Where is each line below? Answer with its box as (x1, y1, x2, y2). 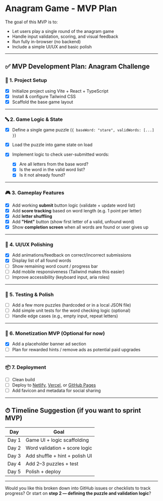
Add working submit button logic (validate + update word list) (12, 202, 136, 208)
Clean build (12, 376, 35, 382)
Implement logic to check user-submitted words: (12, 151, 109, 158)
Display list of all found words (12, 258, 71, 263)
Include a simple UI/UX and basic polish (12, 44, 92, 49)
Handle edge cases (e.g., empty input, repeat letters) (12, 313, 118, 319)
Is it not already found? (19, 172, 65, 178)
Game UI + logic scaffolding (25, 436, 89, 443)
